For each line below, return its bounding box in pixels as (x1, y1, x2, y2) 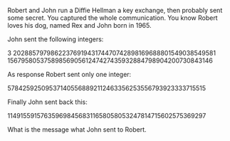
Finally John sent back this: (7, 98, 88, 106)
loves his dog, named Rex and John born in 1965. (7, 21, 152, 29)
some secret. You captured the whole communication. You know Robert (7, 14, 219, 22)
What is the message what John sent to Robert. (7, 125, 147, 134)
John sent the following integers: (7, 35, 104, 43)
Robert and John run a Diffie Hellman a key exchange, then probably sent (7, 6, 223, 14)
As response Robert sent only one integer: (7, 70, 132, 78)
